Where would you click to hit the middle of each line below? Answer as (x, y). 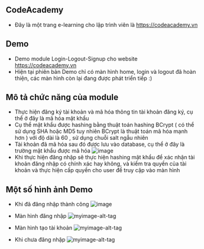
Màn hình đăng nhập (40, 216)
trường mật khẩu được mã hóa (53, 151)
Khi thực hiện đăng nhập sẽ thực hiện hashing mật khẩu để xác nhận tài (104, 157)
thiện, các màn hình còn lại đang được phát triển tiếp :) (83, 78)
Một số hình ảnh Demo (49, 189)
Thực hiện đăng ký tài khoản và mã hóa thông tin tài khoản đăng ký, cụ (104, 112)
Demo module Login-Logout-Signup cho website (76, 59)
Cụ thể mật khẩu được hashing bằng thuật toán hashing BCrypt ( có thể (104, 125)
